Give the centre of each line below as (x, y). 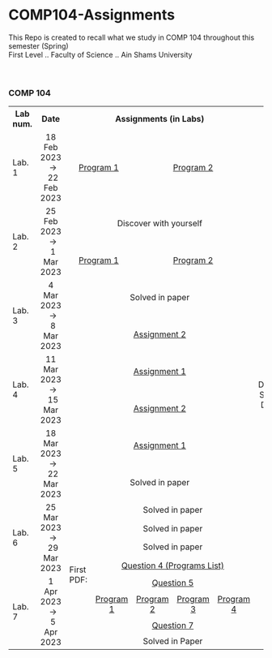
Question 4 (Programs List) (173, 566)
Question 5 (173, 583)
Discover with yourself (159, 223)
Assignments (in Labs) (160, 119)
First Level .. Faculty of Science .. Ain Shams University (100, 54)
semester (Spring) (38, 45)
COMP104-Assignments (92, 15)
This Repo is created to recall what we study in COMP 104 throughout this (132, 37)
